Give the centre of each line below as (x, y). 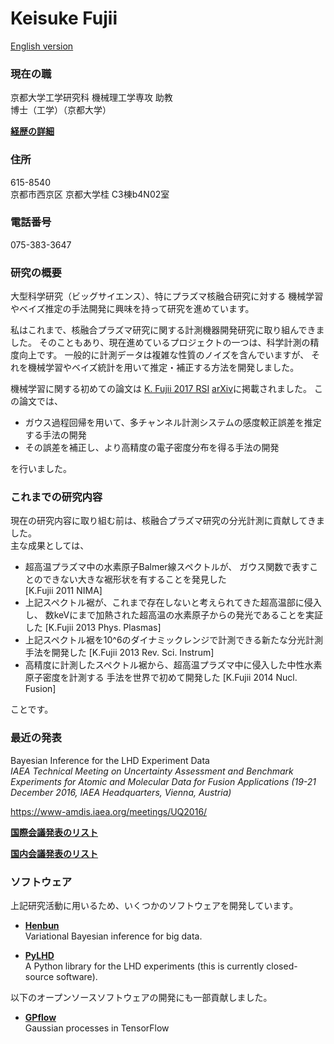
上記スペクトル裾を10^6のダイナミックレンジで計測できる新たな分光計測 (174, 640)
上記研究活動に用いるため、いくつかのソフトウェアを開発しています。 (154, 906)
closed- (282, 966)
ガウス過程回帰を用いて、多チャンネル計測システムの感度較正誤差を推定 (173, 423)
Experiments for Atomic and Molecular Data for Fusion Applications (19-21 (163, 781)
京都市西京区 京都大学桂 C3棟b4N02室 (90, 194)
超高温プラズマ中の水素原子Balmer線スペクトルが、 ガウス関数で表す (167, 567)
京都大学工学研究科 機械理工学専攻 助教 (91, 98)
